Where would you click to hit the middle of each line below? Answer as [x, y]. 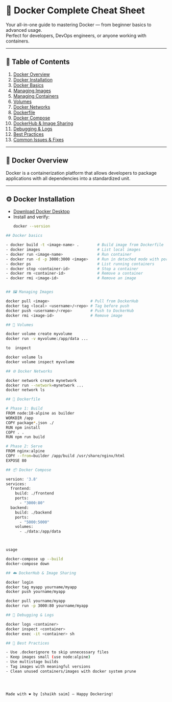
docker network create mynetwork [41, 380]
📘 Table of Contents [38, 62]
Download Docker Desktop [42, 212]
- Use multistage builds [32, 662]
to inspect [18, 348]
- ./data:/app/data [40, 532]
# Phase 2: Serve [24, 446]
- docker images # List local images [73, 250]
